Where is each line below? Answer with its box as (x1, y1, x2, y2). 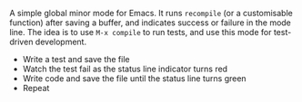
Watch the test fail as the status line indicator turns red (22, 63, 228, 74)
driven (9, 36, 34, 47)
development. (35, 36, 87, 47)
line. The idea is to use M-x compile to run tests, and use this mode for (9, 27, 272, 37)
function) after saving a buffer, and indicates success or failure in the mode (9, 17, 291, 28)
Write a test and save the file (22, 54, 130, 64)
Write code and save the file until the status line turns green (22, 73, 247, 84)
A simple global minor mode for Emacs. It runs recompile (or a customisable (9, 8, 293, 18)
